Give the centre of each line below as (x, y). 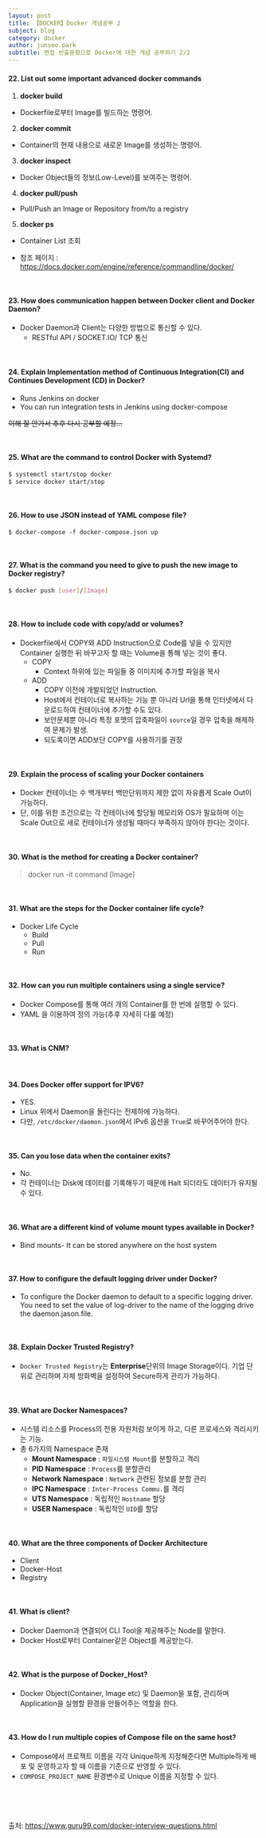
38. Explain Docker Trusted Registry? (71, 1347)
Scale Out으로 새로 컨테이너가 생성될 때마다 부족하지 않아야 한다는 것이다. (135, 822)
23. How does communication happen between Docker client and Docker (131, 300)
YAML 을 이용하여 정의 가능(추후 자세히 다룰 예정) (97, 1014)
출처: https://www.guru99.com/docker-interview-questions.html (113, 1826)
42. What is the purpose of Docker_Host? (78, 1674)
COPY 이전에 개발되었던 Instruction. (100, 690)
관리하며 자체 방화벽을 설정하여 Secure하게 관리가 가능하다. (127, 1376)
